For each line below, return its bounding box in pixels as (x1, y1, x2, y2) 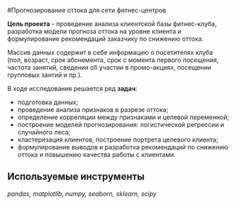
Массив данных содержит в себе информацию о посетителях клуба (7, 49, 213, 56)
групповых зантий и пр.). (7, 70, 82, 79)
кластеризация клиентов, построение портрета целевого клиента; (17, 135, 218, 144)
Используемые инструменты (7, 170, 145, 182)
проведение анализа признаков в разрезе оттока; (17, 106, 169, 113)
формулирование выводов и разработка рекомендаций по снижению (17, 143, 229, 151)
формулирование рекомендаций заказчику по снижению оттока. (7, 35, 204, 43)
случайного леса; (17, 128, 71, 136)
